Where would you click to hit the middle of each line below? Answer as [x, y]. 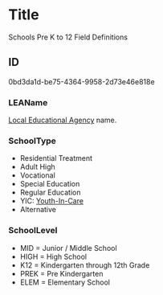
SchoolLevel [33, 231]
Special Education [50, 184]
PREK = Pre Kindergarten [61, 273]
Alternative [38, 210]
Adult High [38, 167]
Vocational [38, 175]
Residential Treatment [56, 158]
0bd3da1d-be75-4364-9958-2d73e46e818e [81, 81]
